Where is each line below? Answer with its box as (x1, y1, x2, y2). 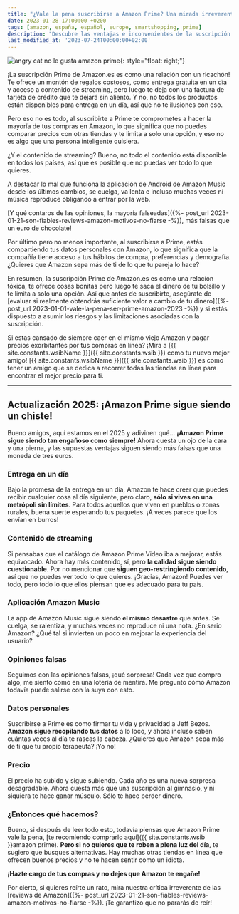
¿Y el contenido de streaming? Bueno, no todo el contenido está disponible (7, 151, 228, 160)
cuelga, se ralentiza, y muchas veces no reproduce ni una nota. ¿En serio (7, 621, 222, 630)
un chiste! (7, 410, 53, 422)
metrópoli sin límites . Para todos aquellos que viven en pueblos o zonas (7, 500, 220, 509)
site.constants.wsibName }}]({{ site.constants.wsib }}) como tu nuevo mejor (7, 348, 230, 357)
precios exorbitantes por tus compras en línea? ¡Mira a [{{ (7, 341, 176, 350)
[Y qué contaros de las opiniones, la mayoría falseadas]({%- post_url (7, 209, 209, 217)
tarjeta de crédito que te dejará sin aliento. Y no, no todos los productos (7, 93, 218, 102)
